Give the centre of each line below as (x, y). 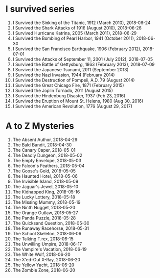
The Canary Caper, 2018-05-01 (44, 150)
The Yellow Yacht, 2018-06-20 (44, 265)
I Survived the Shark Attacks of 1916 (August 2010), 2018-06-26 (77, 28)
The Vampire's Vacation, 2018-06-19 (50, 249)
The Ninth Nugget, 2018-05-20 (44, 207)
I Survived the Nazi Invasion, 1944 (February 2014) (64, 75)
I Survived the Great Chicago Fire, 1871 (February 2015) (68, 85)
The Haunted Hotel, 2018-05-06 (45, 176)
